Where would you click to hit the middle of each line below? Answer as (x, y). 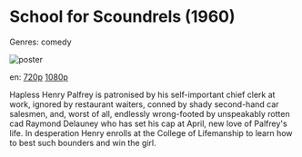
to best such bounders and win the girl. (83, 142)
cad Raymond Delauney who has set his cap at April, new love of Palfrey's (149, 123)
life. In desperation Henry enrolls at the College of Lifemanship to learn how (151, 132)
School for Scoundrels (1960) (122, 17)
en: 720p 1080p (39, 77)
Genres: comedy (40, 42)
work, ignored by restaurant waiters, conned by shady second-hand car (144, 104)
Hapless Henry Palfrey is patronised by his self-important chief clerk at (142, 94)
